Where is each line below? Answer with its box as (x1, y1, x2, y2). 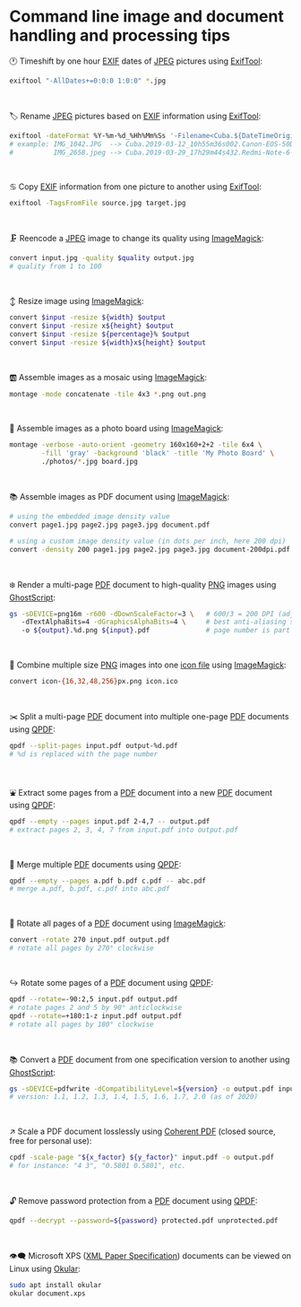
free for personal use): (9, 1136, 92, 1146)
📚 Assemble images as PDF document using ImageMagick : (9, 492, 230, 502)
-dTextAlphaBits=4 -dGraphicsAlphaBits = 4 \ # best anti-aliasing (21, 617, 287, 627)
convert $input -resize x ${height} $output (9, 321, 175, 330)
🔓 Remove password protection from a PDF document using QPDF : (9, 1196, 258, 1207)
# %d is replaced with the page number (9, 749, 159, 759)
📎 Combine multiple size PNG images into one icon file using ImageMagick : (9, 659, 287, 670)
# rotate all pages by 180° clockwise (9, 1020, 154, 1029)
